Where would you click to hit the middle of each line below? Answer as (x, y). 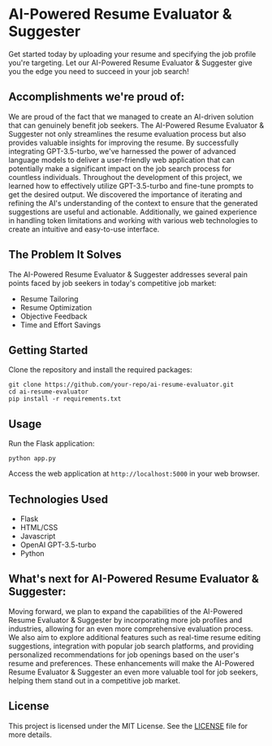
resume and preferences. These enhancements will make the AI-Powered (132, 663)
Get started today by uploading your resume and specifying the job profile (132, 54)
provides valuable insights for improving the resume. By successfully (124, 143)
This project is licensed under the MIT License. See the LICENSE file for (128, 726)
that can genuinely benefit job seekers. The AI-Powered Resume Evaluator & (136, 125)
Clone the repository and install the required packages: (100, 370)
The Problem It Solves (65, 255)
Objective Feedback (54, 316)
